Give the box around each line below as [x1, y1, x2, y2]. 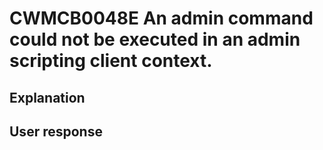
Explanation [9, 89, 86, 106]
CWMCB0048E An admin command [9, 7, 314, 30]
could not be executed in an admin [9, 28, 301, 51]
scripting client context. [9, 50, 213, 72]
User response [9, 123, 103, 140]
